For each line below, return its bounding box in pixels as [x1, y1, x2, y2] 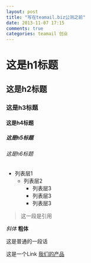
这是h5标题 [6, 134, 34, 141]
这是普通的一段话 [6, 237, 48, 245]
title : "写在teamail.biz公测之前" [6, 14, 86, 20]
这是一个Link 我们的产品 [6, 250, 65, 257]
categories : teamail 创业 [6, 31, 68, 37]
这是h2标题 [6, 84, 47, 94]
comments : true [6, 25, 44, 32]
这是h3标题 [6, 103, 38, 112]
